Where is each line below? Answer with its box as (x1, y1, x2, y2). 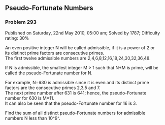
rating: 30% (5, 35, 30, 41)
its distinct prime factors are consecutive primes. (5, 50, 104, 56)
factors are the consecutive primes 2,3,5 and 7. (5, 85, 100, 91)
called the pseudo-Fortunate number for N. (5, 70, 93, 76)
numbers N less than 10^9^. (5, 115, 61, 121)
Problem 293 (5, 19, 37, 26)
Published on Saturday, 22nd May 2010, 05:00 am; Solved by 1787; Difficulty (5, 30, 160, 36)
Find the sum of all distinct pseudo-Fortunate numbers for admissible (5, 110, 146, 116)
